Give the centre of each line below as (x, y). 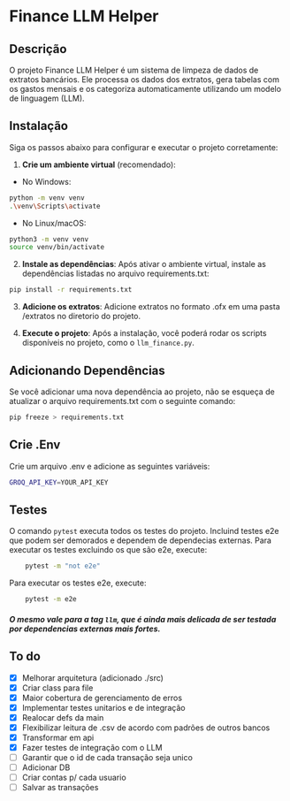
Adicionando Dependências (87, 370)
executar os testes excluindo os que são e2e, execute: (108, 550)
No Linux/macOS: (54, 223)
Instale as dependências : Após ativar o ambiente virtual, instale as (144, 264)
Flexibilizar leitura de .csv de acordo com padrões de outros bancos (146, 728)
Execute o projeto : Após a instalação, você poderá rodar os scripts (144, 333)
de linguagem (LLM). (47, 98)
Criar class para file (57, 688)
